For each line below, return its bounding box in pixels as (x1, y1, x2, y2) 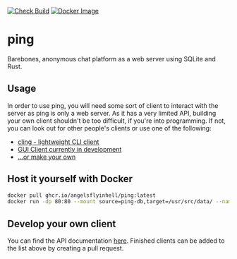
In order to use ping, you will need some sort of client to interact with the (7, 101, 219, 109)
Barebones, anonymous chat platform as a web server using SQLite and (7, 54, 217, 63)
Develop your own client (7, 217, 116, 229)
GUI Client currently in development (17, 145, 122, 153)
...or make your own (17, 152, 76, 161)
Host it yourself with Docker (7, 173, 133, 185)
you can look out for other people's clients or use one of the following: (7, 124, 212, 132)
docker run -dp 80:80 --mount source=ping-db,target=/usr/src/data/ (7, 198, 213, 205)
